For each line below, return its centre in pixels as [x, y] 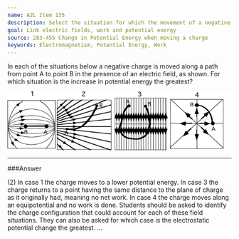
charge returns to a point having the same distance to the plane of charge [115, 190]
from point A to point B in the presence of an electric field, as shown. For [114, 74]
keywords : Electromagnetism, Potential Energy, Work [87, 45]
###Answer [25, 168]
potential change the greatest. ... [55, 228]
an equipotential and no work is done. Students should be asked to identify [117, 205]
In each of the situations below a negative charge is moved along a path [113, 66]
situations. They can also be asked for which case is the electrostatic [108, 220]
